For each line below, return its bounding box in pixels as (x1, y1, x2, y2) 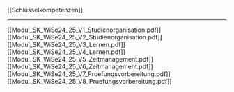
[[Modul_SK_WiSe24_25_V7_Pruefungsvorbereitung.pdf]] (7, 70, 171, 78)
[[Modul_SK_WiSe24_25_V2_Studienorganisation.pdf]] (7, 33, 162, 41)
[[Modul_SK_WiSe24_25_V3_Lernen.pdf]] (7, 41, 125, 48)
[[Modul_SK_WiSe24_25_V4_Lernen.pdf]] (7, 48, 125, 56)
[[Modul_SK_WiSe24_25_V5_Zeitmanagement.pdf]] (7, 55, 153, 63)
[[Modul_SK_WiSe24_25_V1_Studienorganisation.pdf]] (7, 26, 162, 34)
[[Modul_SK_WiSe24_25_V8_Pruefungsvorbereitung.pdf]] (7, 77, 172, 85)
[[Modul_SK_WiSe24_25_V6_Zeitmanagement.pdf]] (7, 62, 153, 71)
